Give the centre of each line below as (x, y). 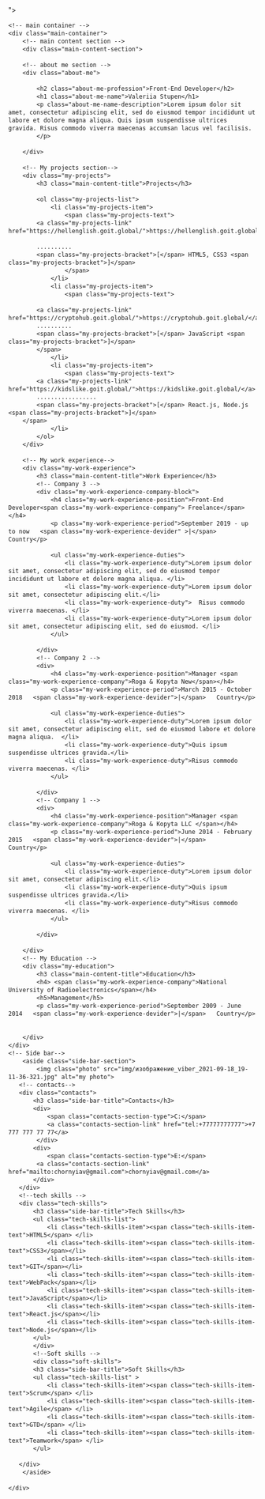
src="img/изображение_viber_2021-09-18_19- (176, 1069)
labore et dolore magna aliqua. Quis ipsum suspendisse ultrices (118, 120)
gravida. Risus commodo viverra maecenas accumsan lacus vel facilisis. (130, 128)
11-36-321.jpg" (33, 1077)
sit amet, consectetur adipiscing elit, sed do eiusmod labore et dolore (132, 729)
